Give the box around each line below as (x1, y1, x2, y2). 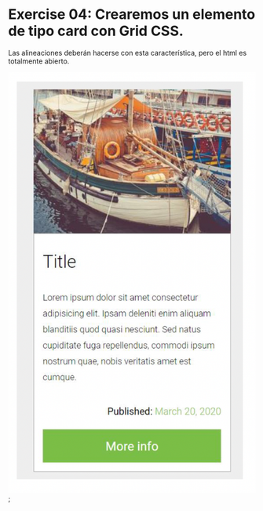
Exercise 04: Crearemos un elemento (8, 5, 256, 24)
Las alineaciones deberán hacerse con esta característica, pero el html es (8, 48, 247, 57)
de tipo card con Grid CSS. (8, 22, 184, 40)
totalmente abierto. (8, 56, 70, 66)
